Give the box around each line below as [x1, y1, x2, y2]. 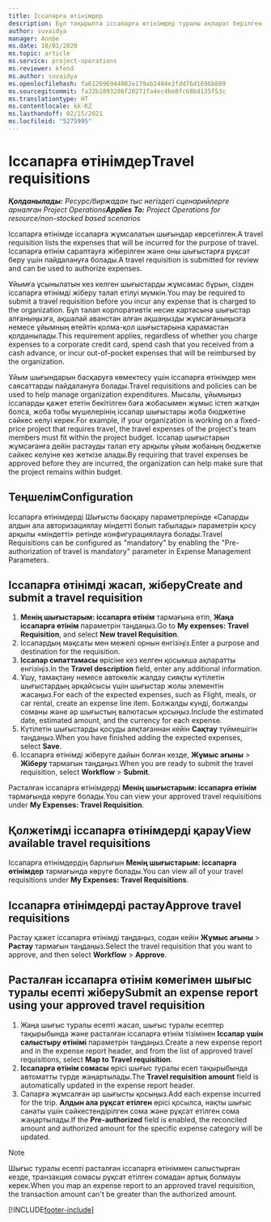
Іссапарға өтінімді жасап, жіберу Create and [8, 578, 243, 592]
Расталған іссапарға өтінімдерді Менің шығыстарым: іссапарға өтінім [8, 783, 257, 793]
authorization [8, 546, 53, 556]
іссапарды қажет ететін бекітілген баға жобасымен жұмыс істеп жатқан [8, 398, 260, 407]
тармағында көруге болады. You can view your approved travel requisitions [8, 791, 262, 802]
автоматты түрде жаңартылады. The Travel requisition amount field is [19, 1071, 259, 1081]
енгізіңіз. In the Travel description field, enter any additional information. [19, 664, 263, 674]
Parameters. [8, 555, 49, 564]
